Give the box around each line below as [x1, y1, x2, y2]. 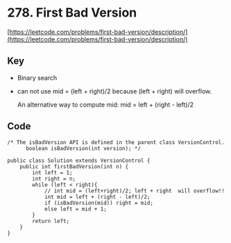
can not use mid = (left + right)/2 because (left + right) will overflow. [17, 87, 212, 95]
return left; [32, 217, 70, 224]
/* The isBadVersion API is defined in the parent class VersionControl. [7, 138, 225, 146]
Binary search [17, 73, 58, 82]
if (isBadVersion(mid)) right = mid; [44, 199, 154, 206]
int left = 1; [32, 169, 73, 176]
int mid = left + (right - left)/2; [44, 193, 151, 200]
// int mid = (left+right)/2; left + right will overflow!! [44, 187, 225, 195]
